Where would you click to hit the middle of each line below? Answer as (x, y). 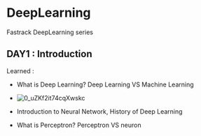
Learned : (20, 70)
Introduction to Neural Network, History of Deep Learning (99, 111)
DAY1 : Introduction (49, 54)
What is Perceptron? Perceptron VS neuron (79, 125)
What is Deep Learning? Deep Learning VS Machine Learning (105, 84)
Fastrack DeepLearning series (50, 32)
